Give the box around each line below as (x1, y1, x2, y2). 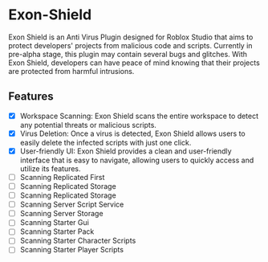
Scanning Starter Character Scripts (19, 235, 136, 246)
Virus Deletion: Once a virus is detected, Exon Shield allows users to (19, 129, 246, 138)
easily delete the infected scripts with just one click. (19, 137, 192, 147)
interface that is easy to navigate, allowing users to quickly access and (19, 155, 254, 165)
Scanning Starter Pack (19, 227, 95, 236)
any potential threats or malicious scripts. (19, 120, 156, 129)
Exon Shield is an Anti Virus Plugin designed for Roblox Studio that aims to (8, 32, 254, 42)
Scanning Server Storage (19, 209, 104, 219)
